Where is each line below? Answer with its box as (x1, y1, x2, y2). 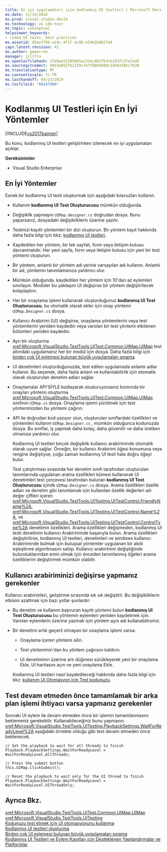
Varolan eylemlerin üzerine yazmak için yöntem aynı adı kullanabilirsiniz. (12, 618, 161, 624)
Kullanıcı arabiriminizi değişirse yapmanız (5, 571, 138, 579)
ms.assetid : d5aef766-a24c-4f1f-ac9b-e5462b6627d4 (5, 40, 113, 45)
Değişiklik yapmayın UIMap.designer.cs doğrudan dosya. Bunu (12, 212, 141, 218)
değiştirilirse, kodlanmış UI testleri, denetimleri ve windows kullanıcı (12, 535, 151, 541)
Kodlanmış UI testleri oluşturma (5, 825, 70, 831)
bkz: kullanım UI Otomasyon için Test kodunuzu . (12, 677, 111, 683)
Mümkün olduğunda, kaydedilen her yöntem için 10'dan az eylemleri (12, 277, 153, 283)
